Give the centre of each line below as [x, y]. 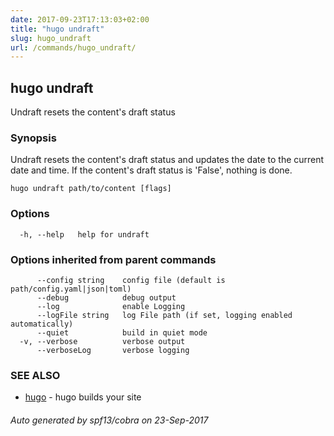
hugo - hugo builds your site [83, 397]
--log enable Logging [111, 306]
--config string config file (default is [131, 280]
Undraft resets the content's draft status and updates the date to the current [167, 160]
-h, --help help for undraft [84, 234]
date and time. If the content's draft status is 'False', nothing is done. [151, 170]
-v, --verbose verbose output [102, 341]
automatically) [42, 324]
